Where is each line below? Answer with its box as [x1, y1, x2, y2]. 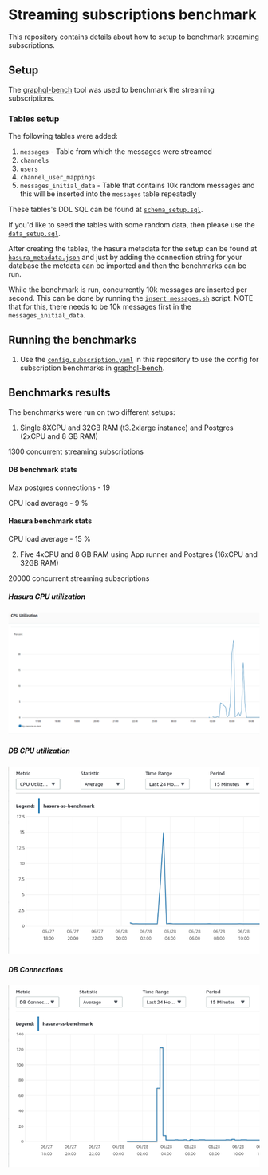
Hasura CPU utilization [8, 592, 86, 601]
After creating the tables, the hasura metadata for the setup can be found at [8, 244, 258, 254]
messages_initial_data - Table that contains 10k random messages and [19, 181, 255, 191]
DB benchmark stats [8, 465, 77, 475]
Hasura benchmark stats [8, 516, 93, 526]
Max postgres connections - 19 [8, 483, 110, 492]
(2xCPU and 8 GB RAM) [19, 431, 98, 440]
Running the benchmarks [8, 333, 137, 347]
